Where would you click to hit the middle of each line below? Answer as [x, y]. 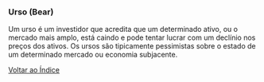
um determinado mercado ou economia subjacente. [93, 55]
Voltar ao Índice [34, 70]
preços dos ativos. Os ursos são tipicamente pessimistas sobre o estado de [132, 46]
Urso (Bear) [31, 12]
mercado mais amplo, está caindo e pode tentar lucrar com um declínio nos [132, 37]
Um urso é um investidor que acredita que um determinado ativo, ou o [123, 29]
